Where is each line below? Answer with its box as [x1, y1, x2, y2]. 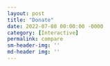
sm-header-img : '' [7, 42, 60, 49]
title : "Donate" [7, 16, 54, 23]
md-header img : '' [7, 49, 60, 56]
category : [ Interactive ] [7, 29, 79, 36]
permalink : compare [7, 36, 64, 43]
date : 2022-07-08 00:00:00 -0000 [7, 23, 104, 30]
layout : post [7, 10, 45, 17]
